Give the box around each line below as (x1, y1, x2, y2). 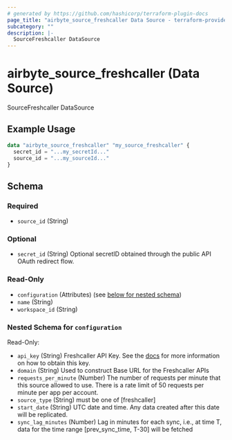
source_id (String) (17, 217, 69, 225)
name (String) (17, 297, 53, 306)
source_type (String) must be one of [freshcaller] (17, 396, 156, 404)
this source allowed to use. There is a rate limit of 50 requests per (17, 380, 204, 389)
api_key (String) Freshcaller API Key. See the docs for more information (17, 351, 220, 360)
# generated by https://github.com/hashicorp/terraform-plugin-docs (7, 10, 209, 17)
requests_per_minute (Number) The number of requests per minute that (17, 373, 221, 382)
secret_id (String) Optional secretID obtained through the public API (17, 250, 212, 258)
